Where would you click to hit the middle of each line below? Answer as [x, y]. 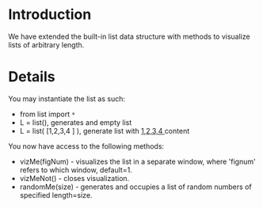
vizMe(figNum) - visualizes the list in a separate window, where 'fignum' [137, 161]
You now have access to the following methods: [86, 146]
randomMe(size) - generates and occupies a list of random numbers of [135, 187]
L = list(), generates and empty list [76, 122]
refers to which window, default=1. [76, 170]
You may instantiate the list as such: [67, 98]
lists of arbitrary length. [46, 44]
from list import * [48, 114]
